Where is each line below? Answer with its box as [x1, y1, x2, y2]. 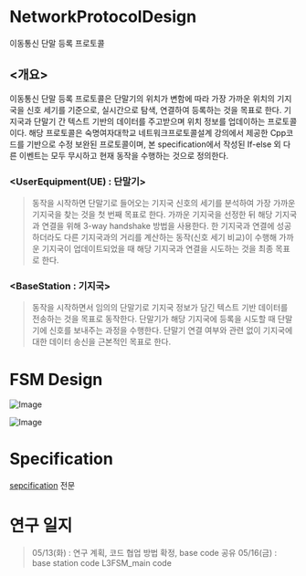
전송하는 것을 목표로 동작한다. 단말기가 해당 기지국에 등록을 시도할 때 [31, 313, 276, 325]
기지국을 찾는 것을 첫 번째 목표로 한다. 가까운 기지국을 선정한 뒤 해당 [31, 209, 273, 220]
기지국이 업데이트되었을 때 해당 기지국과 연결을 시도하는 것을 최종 [41, 244, 274, 255]
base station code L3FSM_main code [31, 558, 172, 569]
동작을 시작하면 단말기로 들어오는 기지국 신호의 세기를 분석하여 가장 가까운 [31, 198, 296, 209]
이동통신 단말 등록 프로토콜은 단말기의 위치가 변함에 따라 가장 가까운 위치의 [9, 93, 276, 104]
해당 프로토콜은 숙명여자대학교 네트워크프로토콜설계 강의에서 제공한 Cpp [28, 127, 287, 138]
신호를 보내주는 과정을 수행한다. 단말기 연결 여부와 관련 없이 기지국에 [48, 325, 293, 336]
